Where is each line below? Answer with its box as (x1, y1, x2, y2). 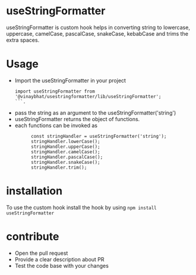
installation (6, 184, 63, 198)
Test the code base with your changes (14, 262, 109, 269)
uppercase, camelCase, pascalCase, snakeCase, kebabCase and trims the (6, 30, 189, 37)
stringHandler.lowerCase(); (30, 138, 100, 144)
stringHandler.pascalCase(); (30, 154, 103, 160)
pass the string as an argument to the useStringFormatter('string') (14, 109, 176, 116)
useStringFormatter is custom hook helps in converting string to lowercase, (6, 24, 190, 31)
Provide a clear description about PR (14, 255, 105, 263)
